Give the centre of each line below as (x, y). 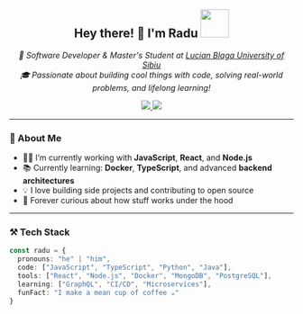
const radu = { (38, 251)
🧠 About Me (36, 138)
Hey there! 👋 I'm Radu (136, 34)
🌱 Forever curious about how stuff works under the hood (128, 201)
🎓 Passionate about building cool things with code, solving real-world (151, 75)
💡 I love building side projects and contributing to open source (138, 191)
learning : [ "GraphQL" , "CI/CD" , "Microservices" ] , (115, 284)
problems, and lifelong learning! (151, 87)
